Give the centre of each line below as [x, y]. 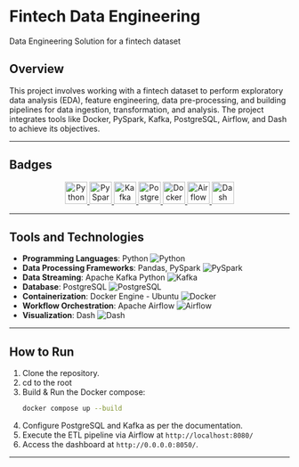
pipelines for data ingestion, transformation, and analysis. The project [137, 110]
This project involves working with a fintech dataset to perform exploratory [146, 90]
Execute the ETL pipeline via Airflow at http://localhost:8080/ [137, 435]
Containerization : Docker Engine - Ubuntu [101, 297]
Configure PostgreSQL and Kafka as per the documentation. [132, 426]
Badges [31, 165]
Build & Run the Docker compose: [84, 392]
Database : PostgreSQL [65, 287]
